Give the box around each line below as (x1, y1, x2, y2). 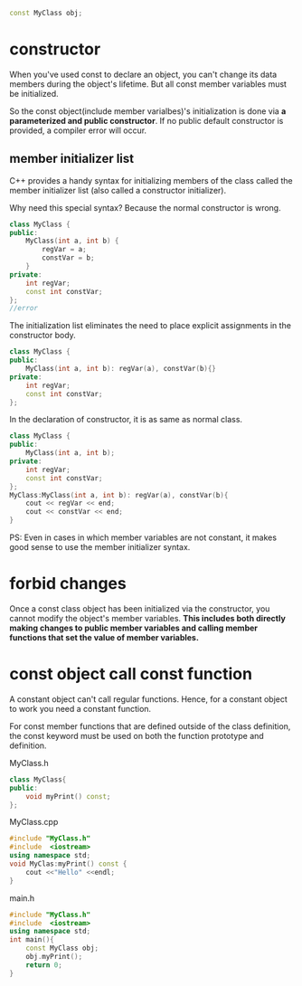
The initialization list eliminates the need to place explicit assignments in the (9, 320, 292, 331)
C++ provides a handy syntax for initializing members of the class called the (9, 175, 293, 185)
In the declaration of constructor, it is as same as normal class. (9, 414, 242, 425)
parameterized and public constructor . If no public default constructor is (9, 115, 284, 126)
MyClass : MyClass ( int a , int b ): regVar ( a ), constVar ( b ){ (9, 490, 229, 499)
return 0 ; (25, 960, 63, 970)
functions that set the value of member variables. (9, 631, 199, 642)
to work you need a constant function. (9, 703, 152, 714)
